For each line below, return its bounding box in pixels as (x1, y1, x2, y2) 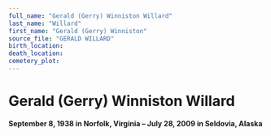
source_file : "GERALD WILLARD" (8, 34, 115, 43)
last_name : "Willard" (8, 19, 82, 28)
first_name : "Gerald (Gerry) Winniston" (8, 27, 148, 35)
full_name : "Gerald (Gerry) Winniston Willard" (8, 11, 173, 20)
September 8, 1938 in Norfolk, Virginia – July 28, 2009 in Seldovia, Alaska (8, 118, 263, 128)
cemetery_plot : (8, 57, 60, 66)
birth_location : (8, 42, 63, 50)
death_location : (8, 49, 63, 57)
